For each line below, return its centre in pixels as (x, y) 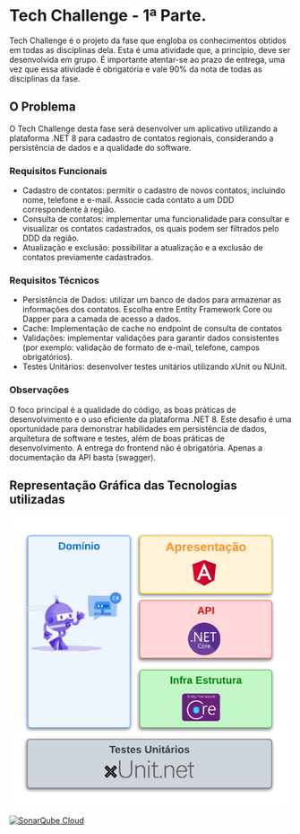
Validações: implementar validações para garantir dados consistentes (150, 338)
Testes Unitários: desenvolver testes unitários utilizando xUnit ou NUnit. (154, 367)
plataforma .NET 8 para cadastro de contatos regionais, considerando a (141, 138)
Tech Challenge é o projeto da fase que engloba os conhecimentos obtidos (148, 40)
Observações (39, 390)
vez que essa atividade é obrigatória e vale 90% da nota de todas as (136, 69)
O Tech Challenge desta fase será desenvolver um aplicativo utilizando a (143, 128)
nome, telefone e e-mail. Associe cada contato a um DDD (128, 200)
